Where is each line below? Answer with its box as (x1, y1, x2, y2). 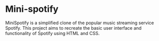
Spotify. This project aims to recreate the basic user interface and (5, 25, 142, 31)
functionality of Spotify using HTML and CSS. (5, 30, 100, 36)
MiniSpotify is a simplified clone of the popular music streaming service (5, 20, 154, 26)
